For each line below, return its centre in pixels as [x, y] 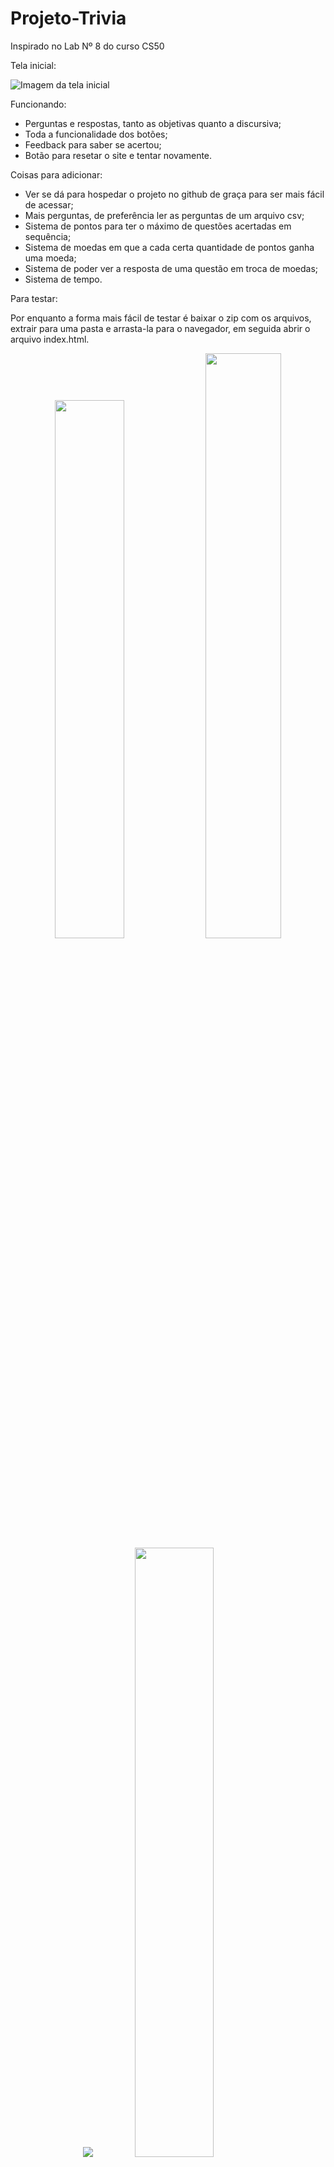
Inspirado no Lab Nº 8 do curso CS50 [87, 46]
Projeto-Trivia [68, 18]
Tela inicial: [33, 65]
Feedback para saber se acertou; [93, 144]
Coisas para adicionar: [56, 174]
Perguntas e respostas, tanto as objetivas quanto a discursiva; [153, 123]
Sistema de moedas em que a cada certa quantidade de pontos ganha [169, 247]
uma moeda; [50, 258]
